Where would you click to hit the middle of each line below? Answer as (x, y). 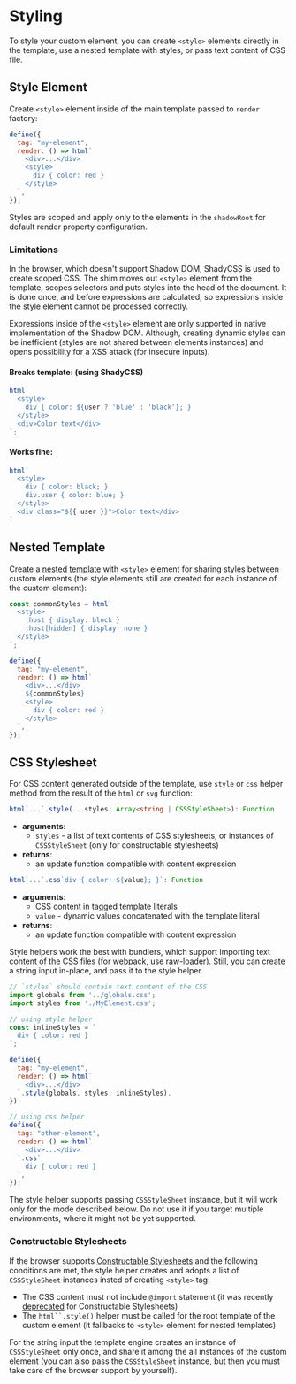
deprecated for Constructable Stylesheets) (100, 1306)
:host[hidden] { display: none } (87, 629)
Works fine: (31, 451)
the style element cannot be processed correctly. (99, 306)
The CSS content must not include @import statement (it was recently (148, 1296)
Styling (36, 16)
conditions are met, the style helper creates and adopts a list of (124, 1270)
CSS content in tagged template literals (106, 907)
